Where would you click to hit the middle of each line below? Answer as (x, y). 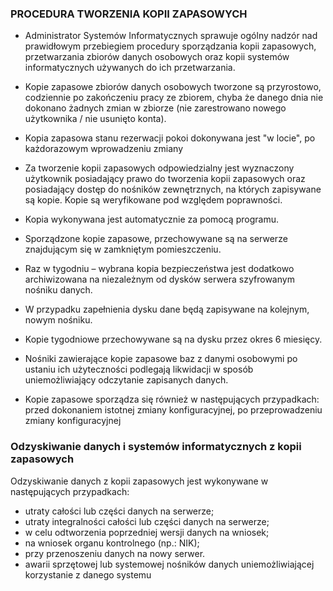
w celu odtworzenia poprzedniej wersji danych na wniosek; (147, 532)
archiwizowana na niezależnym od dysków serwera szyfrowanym (159, 279)
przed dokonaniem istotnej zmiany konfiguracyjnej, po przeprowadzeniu (173, 410)
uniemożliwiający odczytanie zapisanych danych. (126, 380)
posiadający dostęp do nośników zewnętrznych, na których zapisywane (173, 189)
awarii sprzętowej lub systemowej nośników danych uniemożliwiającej (169, 564)
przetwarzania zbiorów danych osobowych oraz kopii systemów (157, 57)
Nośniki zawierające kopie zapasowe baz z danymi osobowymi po (161, 359)
